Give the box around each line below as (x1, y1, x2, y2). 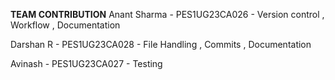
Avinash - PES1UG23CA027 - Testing (10, 58, 163, 69)
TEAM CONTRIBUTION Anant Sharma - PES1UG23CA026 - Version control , (10, 9, 325, 20)
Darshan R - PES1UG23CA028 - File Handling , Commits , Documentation (10, 39, 312, 50)
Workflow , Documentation (10, 19, 121, 31)
